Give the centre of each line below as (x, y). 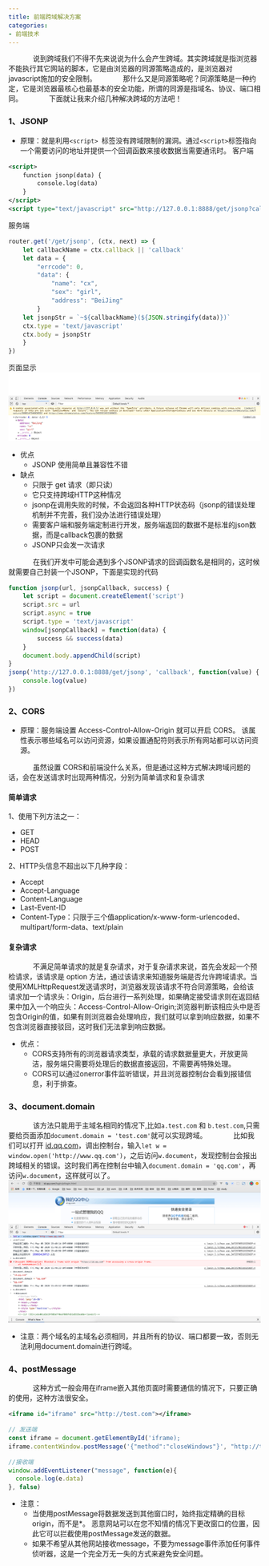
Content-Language (51, 899)
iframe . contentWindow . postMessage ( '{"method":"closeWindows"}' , (118, 1447)
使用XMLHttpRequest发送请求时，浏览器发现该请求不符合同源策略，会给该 (131, 987)
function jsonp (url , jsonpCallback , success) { (89, 588)
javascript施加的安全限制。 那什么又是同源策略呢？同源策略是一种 (129, 79)
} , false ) (25, 1487)
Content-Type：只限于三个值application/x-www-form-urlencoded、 (132, 917)
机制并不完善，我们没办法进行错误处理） (98, 515)
